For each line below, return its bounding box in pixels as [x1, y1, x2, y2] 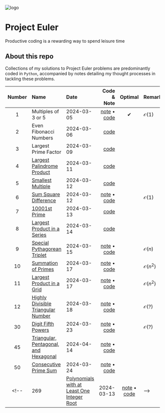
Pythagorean [31, 246, 62, 252]
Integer [66, 393, 83, 400]
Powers [31, 327, 49, 333]
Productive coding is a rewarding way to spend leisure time [5, 38, 125, 44]
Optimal [119, 93, 139, 100]
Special [31, 239, 49, 246]
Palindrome [31, 163, 58, 169]
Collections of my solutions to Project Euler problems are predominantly [5, 65, 151, 71]
